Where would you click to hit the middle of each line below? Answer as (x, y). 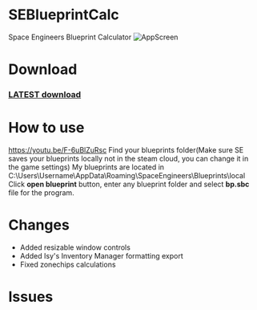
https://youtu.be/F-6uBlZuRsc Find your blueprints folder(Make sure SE (126, 149)
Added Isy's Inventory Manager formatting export (102, 255)
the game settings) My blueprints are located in (86, 167)
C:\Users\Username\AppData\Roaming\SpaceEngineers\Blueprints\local (127, 175)
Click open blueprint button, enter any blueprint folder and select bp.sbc (129, 184)
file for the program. (41, 192)
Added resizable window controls (75, 247)
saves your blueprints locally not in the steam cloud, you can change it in (128, 158)
